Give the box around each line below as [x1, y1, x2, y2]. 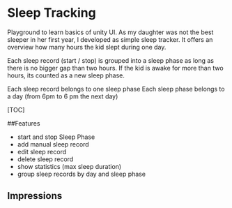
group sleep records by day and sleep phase [17, 170, 146, 178]
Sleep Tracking [7, 5, 96, 21]
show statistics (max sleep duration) [17, 162, 122, 170]
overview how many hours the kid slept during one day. [7, 43, 167, 51]
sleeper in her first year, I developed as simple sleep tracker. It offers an [7, 35, 213, 43]
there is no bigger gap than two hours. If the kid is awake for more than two [7, 64, 224, 72]
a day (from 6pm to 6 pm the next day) [7, 92, 118, 101]
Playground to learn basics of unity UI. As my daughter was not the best [7, 28, 214, 36]
